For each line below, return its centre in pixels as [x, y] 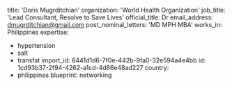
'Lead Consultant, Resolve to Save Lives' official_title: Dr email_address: [110, 17]
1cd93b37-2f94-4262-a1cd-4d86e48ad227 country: [93, 68]
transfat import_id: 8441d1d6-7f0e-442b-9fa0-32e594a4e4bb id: [111, 60]
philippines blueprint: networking [64, 75]
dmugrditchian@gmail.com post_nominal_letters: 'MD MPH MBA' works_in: [115, 25]
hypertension [36, 45]
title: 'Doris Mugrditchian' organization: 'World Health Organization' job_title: [116, 10]
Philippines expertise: [38, 32]
